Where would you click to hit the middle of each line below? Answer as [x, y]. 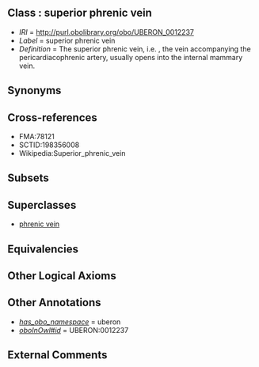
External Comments [57, 355]
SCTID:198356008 [49, 145]
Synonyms [34, 91]
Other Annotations [54, 303]
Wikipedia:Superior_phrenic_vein [72, 153]
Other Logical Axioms [62, 276]
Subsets [28, 178]
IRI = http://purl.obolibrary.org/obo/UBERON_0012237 [107, 32]
